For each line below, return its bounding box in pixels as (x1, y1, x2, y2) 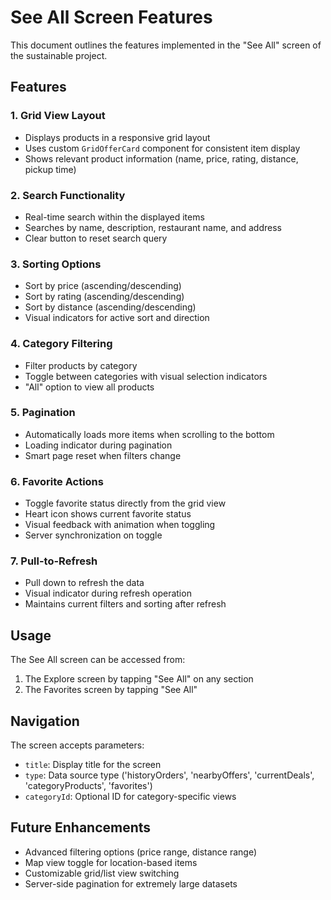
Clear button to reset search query (24, 232, 168, 244)
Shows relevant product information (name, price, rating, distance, (24, 152, 299, 165)
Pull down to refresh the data (24, 577, 145, 589)
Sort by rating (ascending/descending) (24, 291, 185, 303)
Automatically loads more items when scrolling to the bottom (24, 428, 275, 440)
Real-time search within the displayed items (24, 211, 205, 223)
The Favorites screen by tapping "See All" (24, 684, 198, 696)
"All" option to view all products (24, 381, 155, 393)
